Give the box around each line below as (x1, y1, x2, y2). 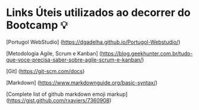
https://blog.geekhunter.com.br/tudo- (100, 50, 193, 57)
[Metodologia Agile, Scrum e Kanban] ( (6, 50, 102, 57)
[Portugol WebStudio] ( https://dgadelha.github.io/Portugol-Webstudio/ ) (6, 38, 181, 46)
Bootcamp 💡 (6, 18, 68, 32)
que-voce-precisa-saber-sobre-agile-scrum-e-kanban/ (6, 56, 143, 63)
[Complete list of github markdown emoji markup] (6, 90, 128, 98)
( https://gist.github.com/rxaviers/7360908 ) (6, 96, 112, 103)
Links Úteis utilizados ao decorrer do (6, 6, 191, 20)
